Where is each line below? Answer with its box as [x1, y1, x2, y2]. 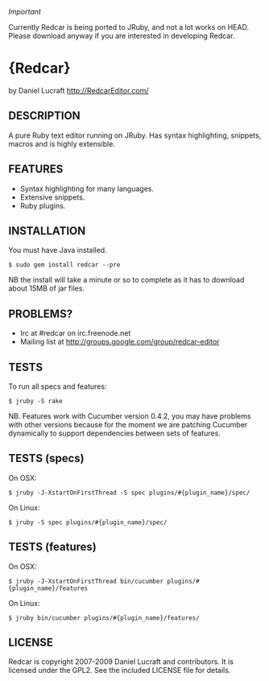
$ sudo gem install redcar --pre [8, 261, 121, 269]
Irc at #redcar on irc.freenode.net [19, 328, 131, 338]
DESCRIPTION [8, 109, 81, 123]
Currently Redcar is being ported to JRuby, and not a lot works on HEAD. [8, 23, 250, 31]
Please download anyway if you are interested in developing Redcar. [8, 31, 235, 40]
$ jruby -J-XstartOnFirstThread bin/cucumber [8, 577, 163, 585]
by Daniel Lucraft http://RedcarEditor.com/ [8, 85, 149, 95]
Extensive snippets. [19, 192, 85, 202]
